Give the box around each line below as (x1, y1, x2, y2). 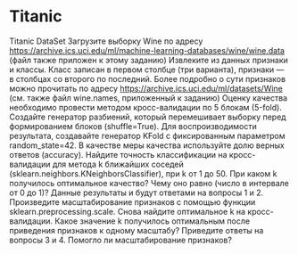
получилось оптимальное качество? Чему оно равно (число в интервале (9, 177, 290, 188)
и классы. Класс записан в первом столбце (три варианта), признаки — (9, 64, 285, 75)
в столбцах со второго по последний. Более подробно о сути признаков (9, 73, 286, 84)
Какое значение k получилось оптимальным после (54, 216, 251, 226)
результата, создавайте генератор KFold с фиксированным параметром (9, 130, 286, 141)
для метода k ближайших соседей (52, 159, 185, 169)
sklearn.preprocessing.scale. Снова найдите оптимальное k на (9, 206, 246, 217)
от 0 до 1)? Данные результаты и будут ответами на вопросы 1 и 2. (9, 187, 264, 198)
